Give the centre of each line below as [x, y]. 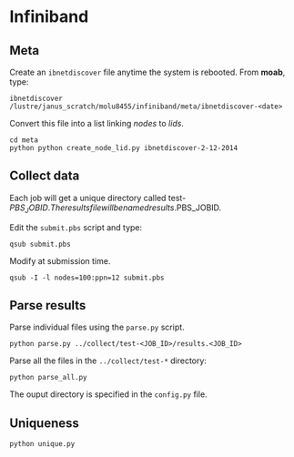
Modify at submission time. [60, 260]
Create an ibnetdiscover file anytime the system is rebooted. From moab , [147, 72]
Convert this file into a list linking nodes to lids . [97, 123]
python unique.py [42, 444]
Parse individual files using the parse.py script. [97, 327]
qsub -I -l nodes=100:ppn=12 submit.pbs [87, 278]
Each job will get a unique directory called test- [98, 198]
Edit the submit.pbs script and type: [76, 227]
